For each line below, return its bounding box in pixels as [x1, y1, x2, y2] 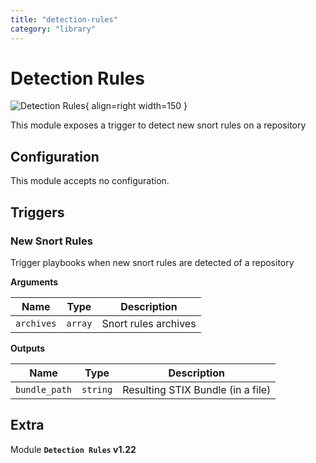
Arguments [10, 276, 59, 288]
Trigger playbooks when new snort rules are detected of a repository [10, 256, 295, 268]
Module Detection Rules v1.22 [10, 443, 137, 455]
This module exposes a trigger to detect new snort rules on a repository [10, 119, 307, 131]
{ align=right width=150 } [84, 100, 188, 112]
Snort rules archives [101, 316, 197, 330]
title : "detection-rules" [10, 14, 118, 25]
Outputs [10, 342, 46, 354]
